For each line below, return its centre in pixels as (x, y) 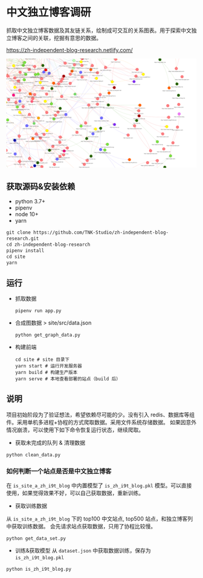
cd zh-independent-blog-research (48, 245)
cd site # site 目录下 (42, 360)
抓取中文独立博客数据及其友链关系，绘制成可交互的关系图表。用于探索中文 (99, 30)
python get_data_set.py (36, 539)
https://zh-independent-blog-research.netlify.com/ (69, 50)
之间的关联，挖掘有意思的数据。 (62, 38)
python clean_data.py (34, 455)
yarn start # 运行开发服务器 (49, 366)
